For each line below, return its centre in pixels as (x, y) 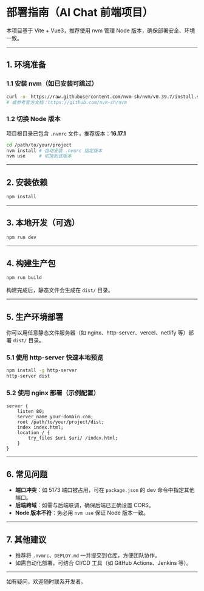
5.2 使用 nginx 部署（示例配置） (53, 393)
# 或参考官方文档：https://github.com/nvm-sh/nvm (67, 102)
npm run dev (21, 237)
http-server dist (28, 376)
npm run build (24, 278)
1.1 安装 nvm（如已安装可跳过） (52, 84)
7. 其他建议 (26, 540)
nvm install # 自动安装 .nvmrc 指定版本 (54, 150)
